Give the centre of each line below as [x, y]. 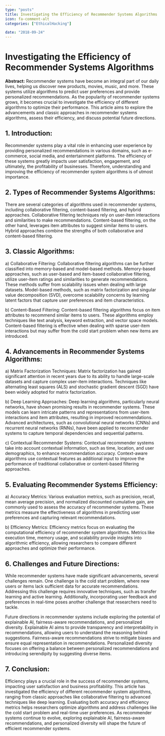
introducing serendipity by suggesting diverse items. [58, 653]
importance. [17, 177]
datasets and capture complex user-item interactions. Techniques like [76, 382]
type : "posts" [20, 10]
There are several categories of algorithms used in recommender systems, [81, 204]
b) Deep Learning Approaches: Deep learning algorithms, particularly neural [82, 402]
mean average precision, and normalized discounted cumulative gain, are [80, 502]
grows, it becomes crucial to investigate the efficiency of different [72, 102]
